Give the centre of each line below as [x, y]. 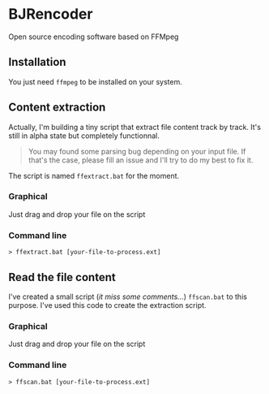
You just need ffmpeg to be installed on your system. [95, 81]
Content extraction [57, 108]
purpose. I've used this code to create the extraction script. [107, 305]
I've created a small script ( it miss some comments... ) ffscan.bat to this [128, 297]
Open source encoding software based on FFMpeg [94, 37]
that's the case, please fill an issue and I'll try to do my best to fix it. [141, 160]
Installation [37, 62]
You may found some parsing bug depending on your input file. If [137, 151]
